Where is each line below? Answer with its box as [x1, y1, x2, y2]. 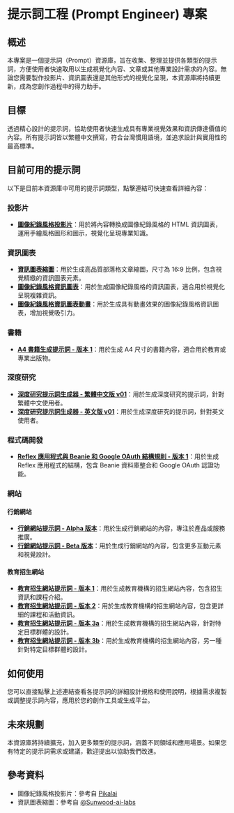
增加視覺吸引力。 [29, 309, 79, 317]
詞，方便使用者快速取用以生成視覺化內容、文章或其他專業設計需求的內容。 [7, 65, 221, 73]
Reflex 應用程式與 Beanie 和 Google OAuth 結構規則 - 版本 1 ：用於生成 [17, 452, 219, 460]
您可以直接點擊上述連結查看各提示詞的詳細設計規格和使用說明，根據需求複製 [7, 688, 227, 696]
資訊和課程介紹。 [17, 593, 67, 601]
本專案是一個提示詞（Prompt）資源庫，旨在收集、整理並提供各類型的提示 [7, 56, 217, 64]
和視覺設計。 [17, 550, 54, 559]
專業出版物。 [17, 353, 54, 362]
